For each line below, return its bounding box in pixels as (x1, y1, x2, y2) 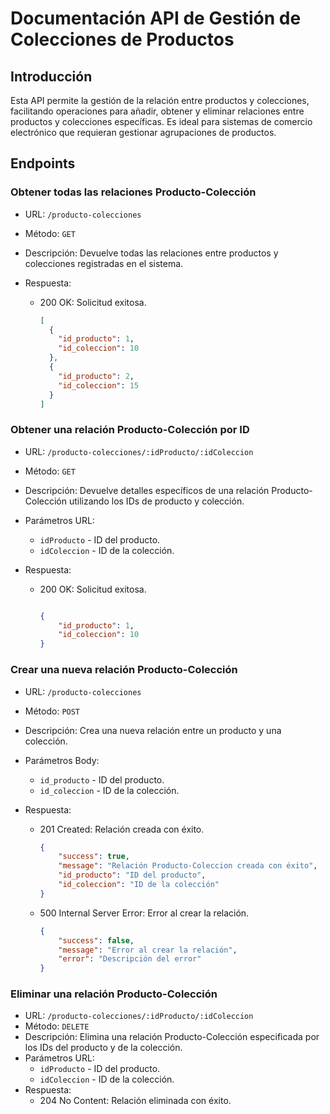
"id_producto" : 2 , (58, 371, 135, 381)
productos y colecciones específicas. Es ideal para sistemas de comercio (10, 116, 313, 127)
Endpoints (10, 155, 76, 172)
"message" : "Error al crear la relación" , (58, 945, 238, 955)
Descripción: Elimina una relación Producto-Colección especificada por (24, 1031, 320, 1043)
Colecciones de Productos (10, 28, 235, 51)
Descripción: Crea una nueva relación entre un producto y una (24, 724, 282, 736)
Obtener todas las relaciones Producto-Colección (10, 185, 257, 199)
